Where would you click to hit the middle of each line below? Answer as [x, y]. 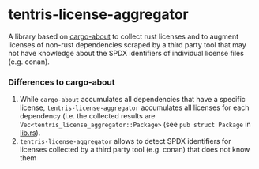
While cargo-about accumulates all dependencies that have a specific [133, 100]
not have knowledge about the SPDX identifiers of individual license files [126, 53]
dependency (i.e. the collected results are [87, 116]
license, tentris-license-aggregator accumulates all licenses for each [134, 107]
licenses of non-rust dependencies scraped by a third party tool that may [127, 44]
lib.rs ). [30, 133]
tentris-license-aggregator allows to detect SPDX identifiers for [125, 141]
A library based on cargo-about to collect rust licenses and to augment [124, 36]
